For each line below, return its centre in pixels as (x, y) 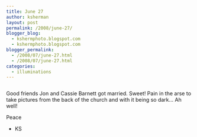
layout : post (22, 22)
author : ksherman (28, 17)
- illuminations (31, 72)
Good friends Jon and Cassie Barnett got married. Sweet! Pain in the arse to (98, 93)
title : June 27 (25, 11)
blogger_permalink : (30, 50)
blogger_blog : (24, 34)
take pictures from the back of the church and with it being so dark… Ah (94, 100)
